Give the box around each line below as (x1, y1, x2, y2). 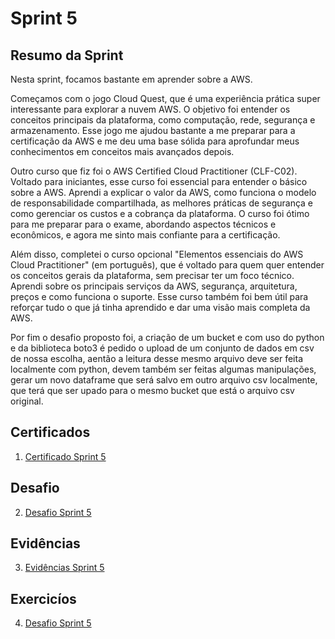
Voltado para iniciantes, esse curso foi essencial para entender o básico (10, 176, 308, 187)
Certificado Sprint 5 (24, 450, 107, 462)
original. (10, 395, 44, 407)
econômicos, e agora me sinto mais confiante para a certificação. (10, 229, 281, 241)
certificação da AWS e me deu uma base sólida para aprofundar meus (10, 135, 300, 147)
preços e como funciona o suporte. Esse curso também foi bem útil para (10, 291, 309, 302)
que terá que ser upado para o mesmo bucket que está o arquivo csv (10, 385, 295, 396)
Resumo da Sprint (10, 47, 124, 64)
